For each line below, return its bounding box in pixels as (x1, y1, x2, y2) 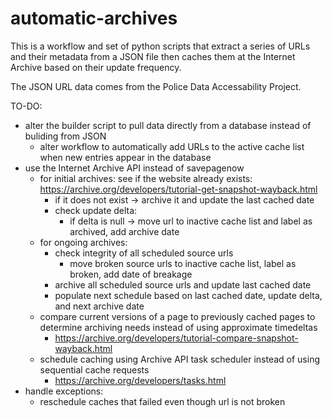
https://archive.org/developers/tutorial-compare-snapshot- (54, 332, 299, 344)
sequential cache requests (39, 363, 150, 376)
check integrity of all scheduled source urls (54, 247, 234, 259)
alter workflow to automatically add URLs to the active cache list (39, 140, 305, 152)
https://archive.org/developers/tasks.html (54, 374, 227, 386)
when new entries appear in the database (39, 151, 212, 163)
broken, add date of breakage (69, 268, 193, 280)
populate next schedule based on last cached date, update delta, (54, 289, 323, 301)
